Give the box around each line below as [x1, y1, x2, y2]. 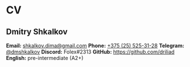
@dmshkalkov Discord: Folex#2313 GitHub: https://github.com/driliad [6, 48, 175, 55]
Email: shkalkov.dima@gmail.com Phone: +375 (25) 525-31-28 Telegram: [6, 42, 185, 49]
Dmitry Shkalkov [6, 27, 68, 37]
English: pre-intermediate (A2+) [6, 55, 84, 61]
